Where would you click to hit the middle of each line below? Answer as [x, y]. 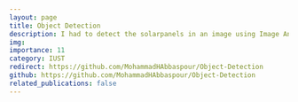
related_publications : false [63, 83]
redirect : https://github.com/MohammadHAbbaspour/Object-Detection [137, 67]
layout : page [33, 17]
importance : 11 [37, 51]
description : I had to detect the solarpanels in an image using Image [144, 34]
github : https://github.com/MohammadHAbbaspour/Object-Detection [132, 75]
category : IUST [37, 59]
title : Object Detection [55, 26]
